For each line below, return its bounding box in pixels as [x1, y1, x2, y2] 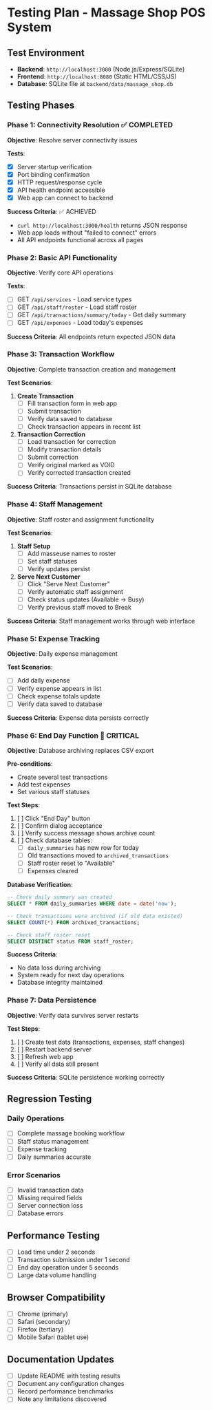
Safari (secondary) [17, 1318, 71, 1326]
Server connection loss [17, 1201, 83, 1210]
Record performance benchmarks [17, 1387, 114, 1396]
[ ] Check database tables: [17, 836, 93, 844]
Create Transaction [17, 392, 74, 400]
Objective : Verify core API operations [7, 268, 114, 277]
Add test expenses [17, 780, 71, 789]
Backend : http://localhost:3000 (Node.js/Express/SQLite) [17, 65, 185, 73]
